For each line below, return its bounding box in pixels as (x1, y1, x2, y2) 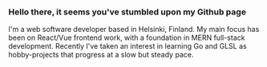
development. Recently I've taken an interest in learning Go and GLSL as (8, 41, 247, 51)
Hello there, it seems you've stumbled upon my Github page (8, 6, 247, 18)
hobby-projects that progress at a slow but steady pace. (8, 50, 194, 60)
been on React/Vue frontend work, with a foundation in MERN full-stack (8, 33, 245, 42)
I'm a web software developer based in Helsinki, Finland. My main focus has (8, 25, 260, 34)
